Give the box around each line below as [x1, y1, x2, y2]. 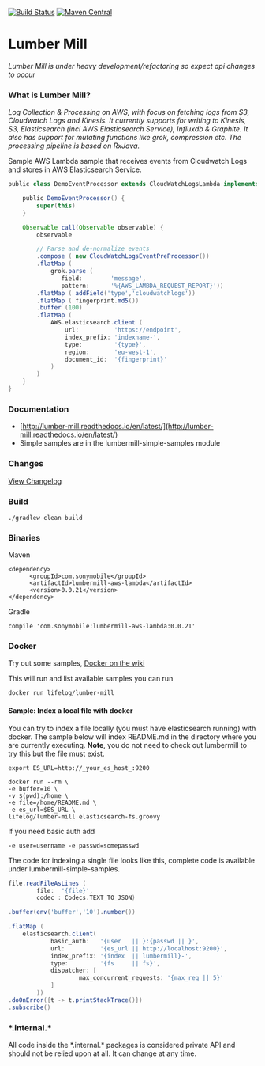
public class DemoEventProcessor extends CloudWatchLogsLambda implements [8, 180, 259, 188]
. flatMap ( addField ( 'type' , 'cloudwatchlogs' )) [36, 289, 196, 297]
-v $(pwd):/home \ [8, 791, 69, 799]
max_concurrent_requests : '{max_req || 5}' [78, 974, 224, 982]
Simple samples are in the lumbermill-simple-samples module [19, 438, 221, 448]
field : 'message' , [61, 274, 147, 283]
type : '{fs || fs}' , [50, 959, 160, 967]
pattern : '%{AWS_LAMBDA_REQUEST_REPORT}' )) [61, 282, 224, 290]
